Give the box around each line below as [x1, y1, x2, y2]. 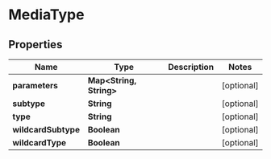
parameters [12, 80, 58, 91]
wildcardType [12, 137, 67, 148]
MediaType [8, 6, 85, 24]
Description [168, 62, 215, 72]
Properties [8, 38, 63, 51]
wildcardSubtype [12, 124, 81, 135]
